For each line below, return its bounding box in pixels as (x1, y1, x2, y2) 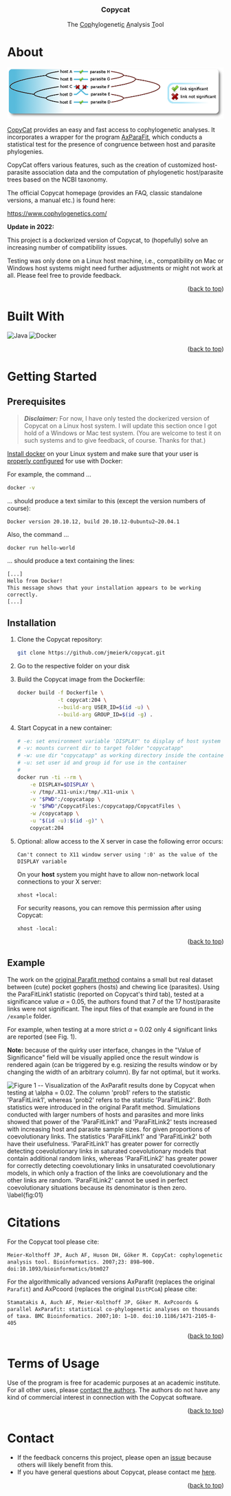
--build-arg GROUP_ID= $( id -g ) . (57, 711, 153, 718)
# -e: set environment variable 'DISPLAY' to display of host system (16, 738, 221, 745)
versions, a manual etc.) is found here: (7, 196, 115, 204)
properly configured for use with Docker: (7, 456, 123, 465)
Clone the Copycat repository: (16, 635, 103, 643)
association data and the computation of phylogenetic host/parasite (32, 168, 223, 176)
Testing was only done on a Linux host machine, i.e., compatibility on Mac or (7, 256, 224, 265)
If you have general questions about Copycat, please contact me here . (16, 1468, 217, 1476)
